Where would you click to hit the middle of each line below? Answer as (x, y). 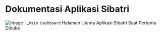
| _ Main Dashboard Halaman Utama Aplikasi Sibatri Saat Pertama (90, 23)
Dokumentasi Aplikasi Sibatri (67, 9)
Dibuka (13, 28)
